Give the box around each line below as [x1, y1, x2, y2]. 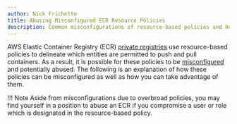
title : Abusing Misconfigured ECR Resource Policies [7, 17, 166, 24]
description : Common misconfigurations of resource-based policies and [7, 23, 222, 30]
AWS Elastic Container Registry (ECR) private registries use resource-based [7, 43, 228, 51]
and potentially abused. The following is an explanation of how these [7, 65, 207, 74]
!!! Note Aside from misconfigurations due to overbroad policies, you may [7, 94, 220, 102]
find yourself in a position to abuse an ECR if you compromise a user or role [7, 101, 227, 110]
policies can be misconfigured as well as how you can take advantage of [7, 73, 219, 81]
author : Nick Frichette [7, 10, 78, 18]
